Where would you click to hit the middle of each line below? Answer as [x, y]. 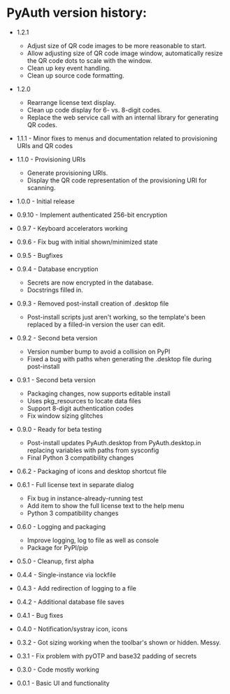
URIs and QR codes [45, 145]
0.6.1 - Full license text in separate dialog [75, 484]
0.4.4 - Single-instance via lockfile [66, 574]
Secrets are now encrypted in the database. [90, 282]
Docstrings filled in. [55, 290]
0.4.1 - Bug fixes [40, 615]
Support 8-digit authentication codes [80, 408]
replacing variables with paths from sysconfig [93, 450]
